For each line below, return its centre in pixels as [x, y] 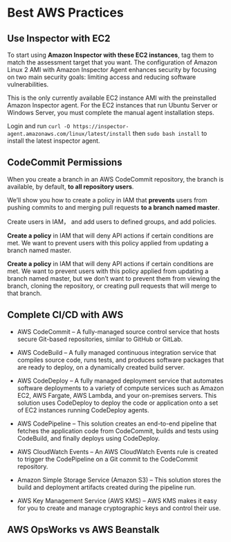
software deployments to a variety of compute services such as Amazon [120, 388]
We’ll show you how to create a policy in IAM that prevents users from [107, 200]
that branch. [25, 293]
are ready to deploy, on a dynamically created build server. [101, 367]
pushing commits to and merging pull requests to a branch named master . [113, 207]
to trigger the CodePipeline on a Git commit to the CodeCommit [108, 459]
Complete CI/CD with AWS [65, 315]
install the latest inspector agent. [54, 141]
